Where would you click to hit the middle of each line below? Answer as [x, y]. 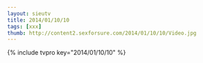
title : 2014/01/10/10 [38, 20]
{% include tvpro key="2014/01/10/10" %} [67, 53]
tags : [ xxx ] [24, 26]
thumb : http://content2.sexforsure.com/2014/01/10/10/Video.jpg [102, 33]
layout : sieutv [29, 13]
